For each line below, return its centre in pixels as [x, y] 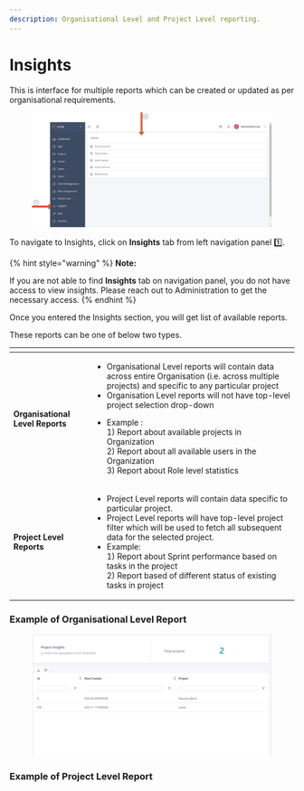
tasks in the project [142, 566]
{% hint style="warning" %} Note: [73, 263]
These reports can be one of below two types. [96, 335]
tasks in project [135, 585]
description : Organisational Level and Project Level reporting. [135, 19]
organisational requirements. [62, 99]
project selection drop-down [160, 405]
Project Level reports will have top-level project [195, 518]
